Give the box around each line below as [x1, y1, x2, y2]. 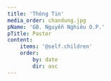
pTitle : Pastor [7, 30, 52, 37]
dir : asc [32, 63, 58, 70]
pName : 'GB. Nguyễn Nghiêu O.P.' [7, 23, 105, 30]
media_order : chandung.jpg [7, 17, 86, 24]
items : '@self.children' [20, 43, 93, 50]
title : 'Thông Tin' [7, 10, 65, 18]
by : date [32, 56, 58, 63]
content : [7, 37, 33, 44]
